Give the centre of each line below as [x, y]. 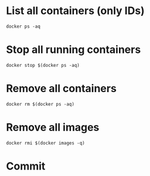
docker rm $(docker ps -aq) [40, 104]
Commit [26, 166]
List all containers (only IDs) [75, 11]
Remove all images [53, 127]
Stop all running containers [74, 50]
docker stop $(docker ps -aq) [43, 65]
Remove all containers [62, 89]
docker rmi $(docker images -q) [45, 143]
